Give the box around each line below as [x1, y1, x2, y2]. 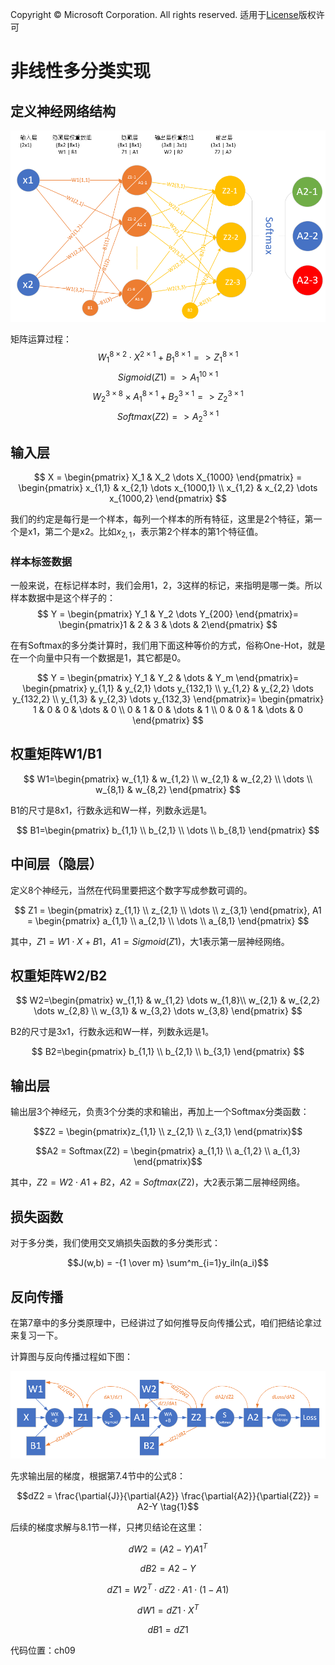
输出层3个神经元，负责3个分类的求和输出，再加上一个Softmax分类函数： [10, 1106, 310, 1118]
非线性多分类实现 [10, 60, 152, 83]
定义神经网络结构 [10, 103, 116, 120]
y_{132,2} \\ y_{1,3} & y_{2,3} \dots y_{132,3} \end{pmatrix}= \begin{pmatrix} [11, 693, 325, 705]
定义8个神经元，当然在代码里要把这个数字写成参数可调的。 [10, 884, 253, 896]
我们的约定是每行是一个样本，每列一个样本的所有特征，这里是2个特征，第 [10, 513, 314, 525]
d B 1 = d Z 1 [147, 1624, 189, 1635]
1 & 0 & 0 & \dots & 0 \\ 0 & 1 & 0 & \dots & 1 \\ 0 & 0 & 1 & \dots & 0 [32, 704, 304, 716]
